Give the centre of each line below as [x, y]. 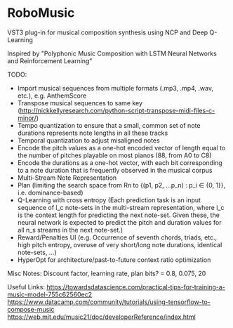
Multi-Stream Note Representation [67, 178]
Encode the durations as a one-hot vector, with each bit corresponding [120, 162]
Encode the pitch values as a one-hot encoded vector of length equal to [121, 147]
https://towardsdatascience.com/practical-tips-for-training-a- [136, 287]
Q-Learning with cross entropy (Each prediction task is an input [109, 200]
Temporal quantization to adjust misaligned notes [88, 140]
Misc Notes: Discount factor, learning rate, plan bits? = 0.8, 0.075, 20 [107, 273]
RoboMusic [41, 13]
